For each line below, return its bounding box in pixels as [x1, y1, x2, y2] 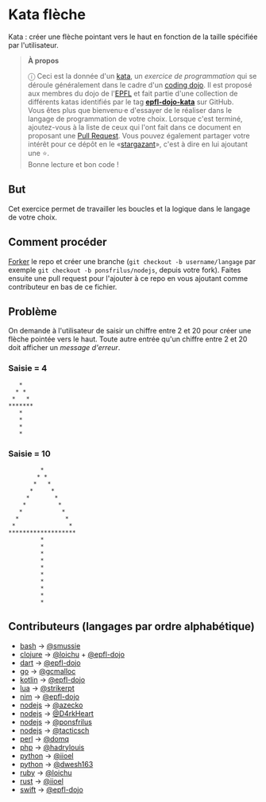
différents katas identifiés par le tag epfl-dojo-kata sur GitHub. [27, 97, 234, 107]
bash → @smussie [19, 640, 81, 650]
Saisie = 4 [8, 363, 48, 374]
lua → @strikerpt [19, 683, 75, 693]
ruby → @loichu [19, 768, 73, 777]
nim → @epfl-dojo [19, 691, 79, 701]
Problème [8, 305, 57, 318]
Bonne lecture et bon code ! [27, 159, 119, 169]
